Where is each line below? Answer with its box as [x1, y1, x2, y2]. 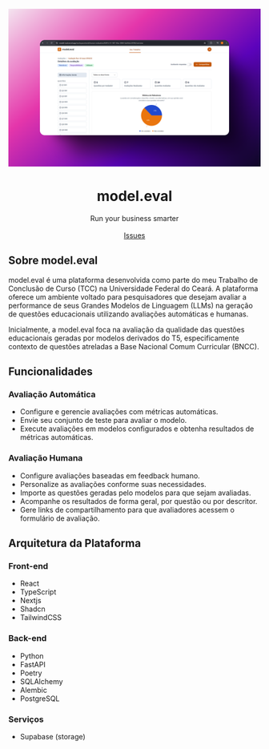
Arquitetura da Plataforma [8, 537, 142, 550]
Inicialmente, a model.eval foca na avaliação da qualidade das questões [8, 324, 245, 334]
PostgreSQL [19, 694, 60, 703]
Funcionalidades [8, 365, 94, 379]
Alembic [19, 685, 48, 695]
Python [19, 650, 44, 661]
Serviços [8, 714, 44, 725]
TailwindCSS [19, 613, 62, 622]
